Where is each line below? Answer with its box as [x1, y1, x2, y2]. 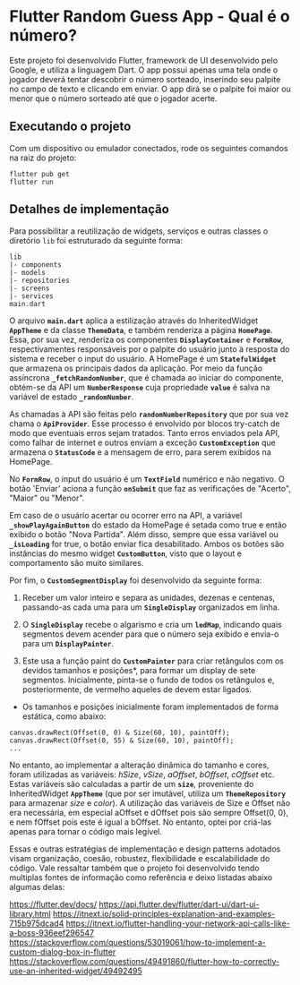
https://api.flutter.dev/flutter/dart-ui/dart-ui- [98, 898, 260, 910]
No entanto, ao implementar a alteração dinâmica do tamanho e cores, [9, 759, 270, 770]
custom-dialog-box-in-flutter [9, 946, 116, 957]
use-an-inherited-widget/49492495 [9, 965, 142, 976]
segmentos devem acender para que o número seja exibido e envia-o [21, 629, 279, 639]
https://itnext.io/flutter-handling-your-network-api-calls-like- [65, 918, 291, 929]
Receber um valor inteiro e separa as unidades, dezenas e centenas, [21, 592, 276, 603]
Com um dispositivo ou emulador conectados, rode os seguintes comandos [9, 142, 288, 153]
